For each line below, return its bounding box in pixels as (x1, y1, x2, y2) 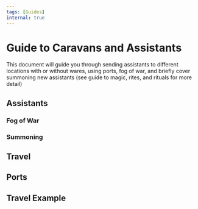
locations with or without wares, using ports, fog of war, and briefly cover (6, 68, 191, 75)
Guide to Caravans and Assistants (6, 41, 182, 55)
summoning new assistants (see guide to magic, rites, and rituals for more (6, 74, 192, 81)
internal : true (6, 15, 45, 21)
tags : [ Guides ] (6, 9, 45, 15)
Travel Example (6, 193, 66, 203)
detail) (6, 80, 23, 88)
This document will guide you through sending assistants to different (6, 61, 179, 68)
